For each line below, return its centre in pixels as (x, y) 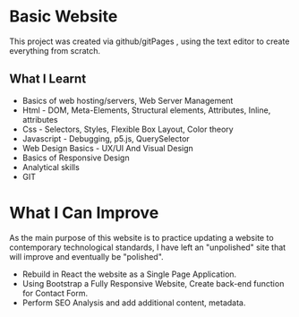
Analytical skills (51, 167)
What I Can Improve (84, 213)
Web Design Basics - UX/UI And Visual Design (108, 148)
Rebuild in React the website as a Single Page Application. (129, 274)
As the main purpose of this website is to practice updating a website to (142, 237)
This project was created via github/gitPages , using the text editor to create (149, 41)
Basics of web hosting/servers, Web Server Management (128, 100)
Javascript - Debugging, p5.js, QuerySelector (106, 138)
